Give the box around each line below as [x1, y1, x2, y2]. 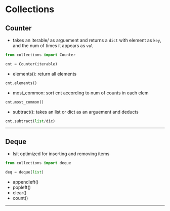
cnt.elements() [5, 80, 37, 86]
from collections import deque [5, 161, 71, 166]
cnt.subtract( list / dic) [5, 118, 56, 124]
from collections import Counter [5, 52, 76, 57]
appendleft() [12, 179, 39, 185]
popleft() [12, 184, 31, 190]
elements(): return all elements [12, 71, 77, 77]
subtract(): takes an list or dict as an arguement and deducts [12, 109, 139, 115]
